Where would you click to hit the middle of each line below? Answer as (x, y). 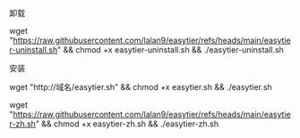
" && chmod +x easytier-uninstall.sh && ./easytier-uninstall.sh (171, 50)
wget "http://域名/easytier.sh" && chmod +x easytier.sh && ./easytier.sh (141, 87)
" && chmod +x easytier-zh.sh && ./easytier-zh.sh (127, 124)
